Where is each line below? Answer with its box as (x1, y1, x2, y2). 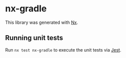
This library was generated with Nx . (5, 19, 78, 25)
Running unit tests (5, 34, 63, 42)
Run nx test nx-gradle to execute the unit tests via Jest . (5, 47, 122, 53)
